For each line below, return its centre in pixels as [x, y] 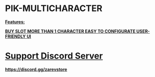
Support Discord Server [54, 56]
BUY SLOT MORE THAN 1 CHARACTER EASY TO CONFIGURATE [70, 31]
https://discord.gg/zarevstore [36, 69]
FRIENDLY [15, 36]
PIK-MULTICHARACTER [54, 8]
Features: [15, 22]
